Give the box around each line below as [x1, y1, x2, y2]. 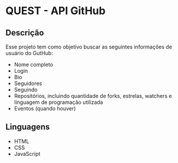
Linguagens [5, 122, 50, 132]
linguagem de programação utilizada [14, 99, 104, 106]
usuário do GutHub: [5, 50, 54, 57]
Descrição [5, 28, 44, 38]
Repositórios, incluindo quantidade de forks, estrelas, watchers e [14, 93, 172, 99]
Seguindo [14, 86, 38, 93]
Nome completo [14, 61, 54, 68]
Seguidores [14, 80, 42, 87]
